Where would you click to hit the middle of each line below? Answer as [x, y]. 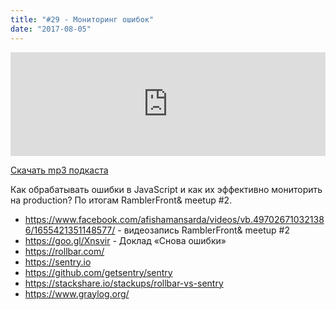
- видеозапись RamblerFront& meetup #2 [203, 230]
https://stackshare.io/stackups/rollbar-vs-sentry [124, 283]
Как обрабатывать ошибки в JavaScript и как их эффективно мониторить [166, 189]
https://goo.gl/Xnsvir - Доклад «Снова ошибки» [125, 240]
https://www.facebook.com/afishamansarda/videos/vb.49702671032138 [174, 219]
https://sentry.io [58, 262]
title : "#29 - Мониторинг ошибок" [82, 19]
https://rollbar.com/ [64, 251]
